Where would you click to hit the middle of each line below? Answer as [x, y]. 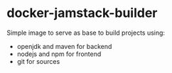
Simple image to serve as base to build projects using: [86, 33]
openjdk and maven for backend [64, 46]
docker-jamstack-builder [82, 13]
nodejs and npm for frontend [59, 54]
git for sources [38, 61]
